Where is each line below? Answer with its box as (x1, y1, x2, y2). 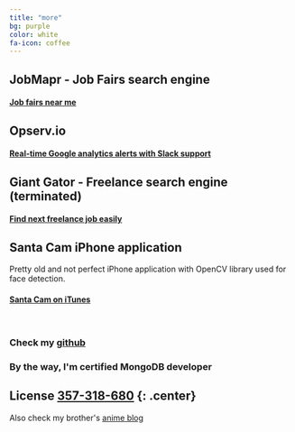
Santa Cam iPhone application (9, 240, 182, 255)
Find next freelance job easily (9, 214, 123, 225)
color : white (9, 30, 59, 39)
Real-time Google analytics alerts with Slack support (9, 148, 212, 159)
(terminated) (9, 188, 83, 204)
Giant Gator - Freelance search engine (9, 174, 228, 189)
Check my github (9, 336, 86, 349)
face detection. (9, 273, 66, 284)
